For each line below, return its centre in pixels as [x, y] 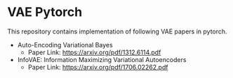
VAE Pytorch [45, 12]
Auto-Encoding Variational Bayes [65, 45]
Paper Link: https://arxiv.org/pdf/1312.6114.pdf [94, 52]
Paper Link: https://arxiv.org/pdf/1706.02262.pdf [98, 67]
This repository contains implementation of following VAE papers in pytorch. [117, 31]
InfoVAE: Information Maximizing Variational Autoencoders [102, 59]
